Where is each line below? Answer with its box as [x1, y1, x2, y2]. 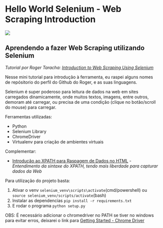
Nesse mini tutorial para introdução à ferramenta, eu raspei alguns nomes [5, 74, 153, 80]
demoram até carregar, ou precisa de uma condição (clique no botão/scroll [5, 99, 156, 105]
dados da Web [12, 168, 42, 174]
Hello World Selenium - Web [5, 3, 122, 15]
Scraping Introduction [5, 14, 96, 25]
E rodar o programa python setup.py [12, 203, 85, 208]
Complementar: [5, 148, 37, 154]
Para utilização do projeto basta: [5, 178, 70, 183]
